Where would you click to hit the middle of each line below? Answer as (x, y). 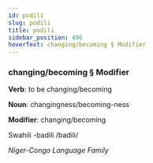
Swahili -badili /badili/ (43, 135)
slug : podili (30, 23)
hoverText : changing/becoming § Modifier (77, 45)
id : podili (26, 15)
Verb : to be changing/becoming (60, 89)
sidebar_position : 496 (45, 37)
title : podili (32, 30)
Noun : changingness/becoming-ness (69, 105)
